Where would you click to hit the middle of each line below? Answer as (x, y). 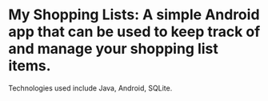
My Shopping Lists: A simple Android (134, 15)
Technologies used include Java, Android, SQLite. (90, 88)
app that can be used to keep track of (134, 32)
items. (30, 66)
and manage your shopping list (113, 49)
